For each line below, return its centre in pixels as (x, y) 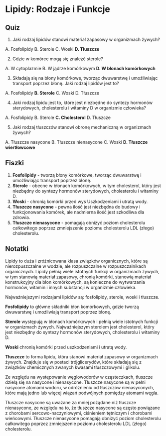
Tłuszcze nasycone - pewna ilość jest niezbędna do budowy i (76, 207)
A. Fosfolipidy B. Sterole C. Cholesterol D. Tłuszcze (58, 117)
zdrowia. (21, 217)
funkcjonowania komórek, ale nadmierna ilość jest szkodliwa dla (78, 212)
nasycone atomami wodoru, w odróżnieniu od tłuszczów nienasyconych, (80, 387)
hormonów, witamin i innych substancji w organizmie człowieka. (71, 287)
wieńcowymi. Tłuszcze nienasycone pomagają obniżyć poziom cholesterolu (83, 418)
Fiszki (14, 163)
